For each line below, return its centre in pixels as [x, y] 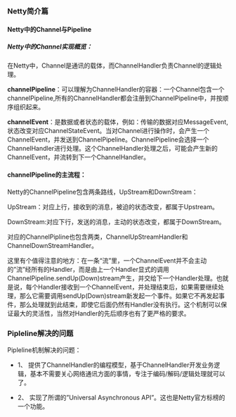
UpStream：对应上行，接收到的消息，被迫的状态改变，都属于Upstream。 [113, 206]
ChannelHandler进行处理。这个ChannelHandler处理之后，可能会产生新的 [112, 149]
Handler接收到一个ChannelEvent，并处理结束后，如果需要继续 [128, 287]
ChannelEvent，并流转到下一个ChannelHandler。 [78, 157]
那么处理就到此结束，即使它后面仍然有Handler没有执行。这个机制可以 [120, 304]
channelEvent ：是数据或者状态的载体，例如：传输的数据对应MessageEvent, [118, 122]
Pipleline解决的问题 [40, 333]
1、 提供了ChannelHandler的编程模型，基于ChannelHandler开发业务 [116, 365]
